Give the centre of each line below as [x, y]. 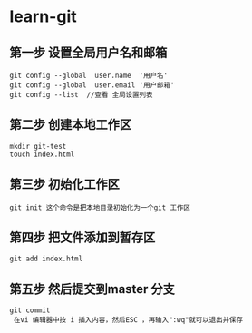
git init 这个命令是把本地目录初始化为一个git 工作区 [100, 207]
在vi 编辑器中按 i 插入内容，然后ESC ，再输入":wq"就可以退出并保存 [128, 320]
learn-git [43, 17]
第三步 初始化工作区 [64, 185]
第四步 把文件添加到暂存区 [82, 238]
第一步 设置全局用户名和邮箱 [88, 52]
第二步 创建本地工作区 [70, 125]
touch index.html [42, 154]
